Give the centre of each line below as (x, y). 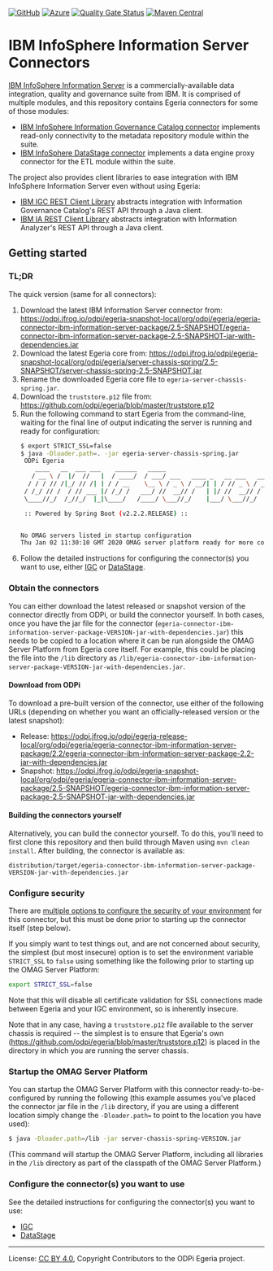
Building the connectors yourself (65, 815)
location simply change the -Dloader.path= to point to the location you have (135, 1116)
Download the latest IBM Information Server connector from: (121, 310)
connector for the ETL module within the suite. (98, 161)
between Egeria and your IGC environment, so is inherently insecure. (123, 1009)
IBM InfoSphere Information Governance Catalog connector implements (140, 127)
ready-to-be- (243, 1090)
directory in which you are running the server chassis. (99, 1050)
